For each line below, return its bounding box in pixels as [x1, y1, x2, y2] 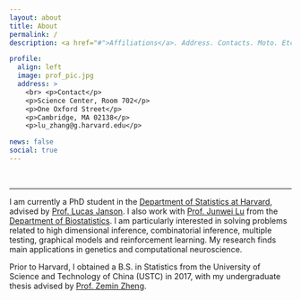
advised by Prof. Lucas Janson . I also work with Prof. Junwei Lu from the [9, 206, 279, 216]
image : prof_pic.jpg [17, 71, 94, 81]
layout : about [9, 13, 63, 22]
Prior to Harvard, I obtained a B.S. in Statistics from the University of [9, 261, 262, 272]
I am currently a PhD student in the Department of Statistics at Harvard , [9, 196, 273, 207]
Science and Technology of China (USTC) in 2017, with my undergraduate [9, 270, 281, 281]
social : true [9, 146, 58, 155]
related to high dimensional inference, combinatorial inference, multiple [9, 225, 272, 235]
